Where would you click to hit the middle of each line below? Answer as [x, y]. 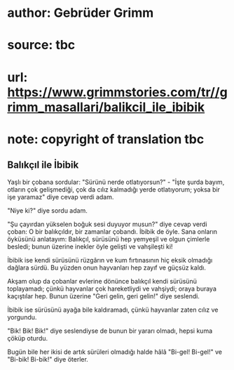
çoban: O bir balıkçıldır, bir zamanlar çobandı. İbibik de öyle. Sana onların [112, 231]
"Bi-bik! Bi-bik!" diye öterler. [48, 359]
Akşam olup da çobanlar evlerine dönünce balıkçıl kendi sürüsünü [102, 281]
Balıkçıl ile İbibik [43, 165]
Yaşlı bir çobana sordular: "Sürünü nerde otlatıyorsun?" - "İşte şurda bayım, [116, 182]
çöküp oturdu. [28, 338]
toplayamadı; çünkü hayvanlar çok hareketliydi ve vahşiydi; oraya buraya [112, 289]
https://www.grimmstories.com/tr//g [117, 92]
